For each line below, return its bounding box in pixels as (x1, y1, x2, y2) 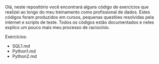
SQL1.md (12, 43, 30, 49)
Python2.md (12, 53, 37, 59)
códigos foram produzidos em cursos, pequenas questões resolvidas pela (5, 14, 154, 20)
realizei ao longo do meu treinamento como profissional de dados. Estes (5, 9, 150, 15)
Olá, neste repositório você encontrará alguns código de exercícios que (5, 4, 149, 10)
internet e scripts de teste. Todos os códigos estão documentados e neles (5, 19, 155, 25)
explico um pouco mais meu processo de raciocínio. (5, 25, 110, 30)
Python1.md (12, 48, 36, 54)
